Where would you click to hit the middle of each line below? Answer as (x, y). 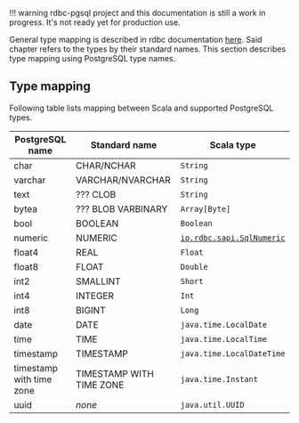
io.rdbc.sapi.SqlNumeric (233, 238)
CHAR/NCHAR (105, 166)
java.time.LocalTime (224, 339)
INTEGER (94, 296)
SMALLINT (98, 281)
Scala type (233, 144)
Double (194, 267)
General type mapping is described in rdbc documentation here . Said (136, 40)
